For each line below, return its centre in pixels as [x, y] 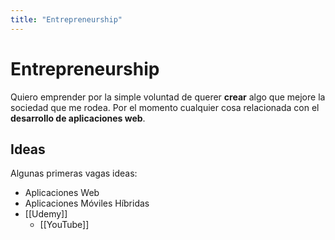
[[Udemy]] [46, 214]
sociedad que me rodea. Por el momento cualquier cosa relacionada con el [165, 107]
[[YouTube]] [64, 225]
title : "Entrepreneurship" [66, 19]
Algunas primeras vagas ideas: [74, 173]
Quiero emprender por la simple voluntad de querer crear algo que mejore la [168, 97]
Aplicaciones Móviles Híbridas [87, 203]
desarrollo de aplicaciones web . [78, 118]
